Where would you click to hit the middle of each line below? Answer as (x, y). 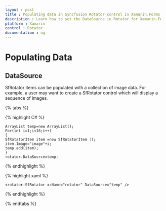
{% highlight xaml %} (27, 176)
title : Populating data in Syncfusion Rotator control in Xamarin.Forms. (84, 14)
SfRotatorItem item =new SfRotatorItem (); (51, 140)
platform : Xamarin (25, 24)
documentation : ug (25, 33)
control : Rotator (24, 28)
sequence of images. (27, 98)
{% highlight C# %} (25, 117)
